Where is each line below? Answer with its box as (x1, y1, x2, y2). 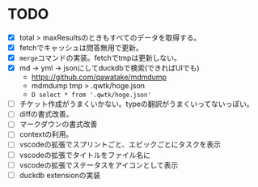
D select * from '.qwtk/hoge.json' (31, 91, 151, 100)
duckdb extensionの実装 (19, 170, 101, 180)
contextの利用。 (19, 130, 74, 139)
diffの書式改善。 (19, 109, 74, 119)
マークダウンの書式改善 (19, 119, 98, 130)
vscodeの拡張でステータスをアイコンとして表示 (19, 159, 179, 170)
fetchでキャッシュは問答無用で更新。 (19, 43, 143, 53)
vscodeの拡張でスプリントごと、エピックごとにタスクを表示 (19, 139, 222, 150)
